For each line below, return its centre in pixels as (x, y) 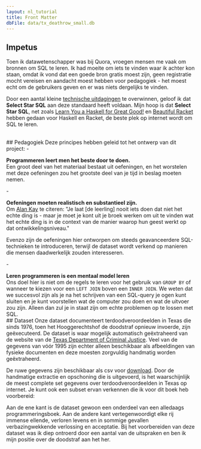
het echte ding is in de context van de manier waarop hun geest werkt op (96, 222)
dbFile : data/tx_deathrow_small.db (51, 23)
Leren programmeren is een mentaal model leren (68, 276)
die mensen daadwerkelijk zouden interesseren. (65, 253)
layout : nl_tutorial (32, 12)
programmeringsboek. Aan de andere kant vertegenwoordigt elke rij (90, 414)
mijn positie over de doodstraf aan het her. (58, 439)
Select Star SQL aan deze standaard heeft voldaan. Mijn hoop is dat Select (99, 105)
